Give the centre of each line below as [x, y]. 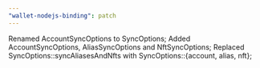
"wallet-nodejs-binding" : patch [62, 16]
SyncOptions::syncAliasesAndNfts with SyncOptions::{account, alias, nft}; [130, 55]
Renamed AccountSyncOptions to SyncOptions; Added [100, 38]
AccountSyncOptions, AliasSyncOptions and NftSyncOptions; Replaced [126, 47]
